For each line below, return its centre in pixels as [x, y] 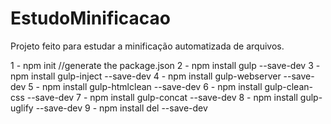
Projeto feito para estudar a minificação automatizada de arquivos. [147, 46]
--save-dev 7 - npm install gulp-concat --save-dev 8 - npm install [162, 97]
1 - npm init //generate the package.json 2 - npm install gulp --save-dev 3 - [165, 65]
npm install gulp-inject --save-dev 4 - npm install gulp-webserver [146, 76]
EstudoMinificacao [91, 18]
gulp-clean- [288, 86]
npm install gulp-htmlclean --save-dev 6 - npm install [152, 86]
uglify [22, 108]
